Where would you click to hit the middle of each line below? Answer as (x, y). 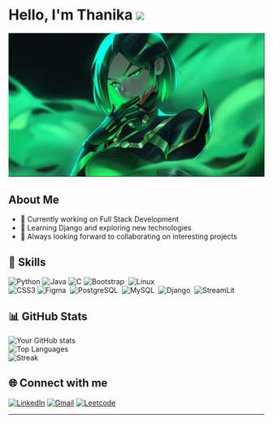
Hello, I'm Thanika (71, 15)
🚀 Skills (27, 262)
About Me (34, 199)
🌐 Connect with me (58, 383)
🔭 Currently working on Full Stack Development (100, 219)
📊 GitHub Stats (48, 317)
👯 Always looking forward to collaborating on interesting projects (129, 236)
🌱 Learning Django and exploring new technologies (106, 228)
